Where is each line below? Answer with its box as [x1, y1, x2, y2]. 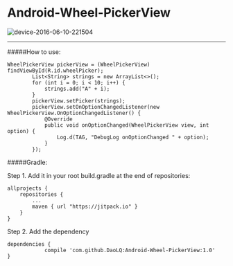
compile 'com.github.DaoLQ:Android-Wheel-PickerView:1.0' [44, 247, 216, 254]
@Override [44, 116, 73, 123]
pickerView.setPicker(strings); [32, 97, 126, 105]
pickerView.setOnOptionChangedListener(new [32, 103, 159, 110]
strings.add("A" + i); [44, 85, 110, 92]
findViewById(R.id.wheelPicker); [7, 67, 104, 74]
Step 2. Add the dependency [7, 227, 89, 236]
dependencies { [7, 240, 51, 247]
